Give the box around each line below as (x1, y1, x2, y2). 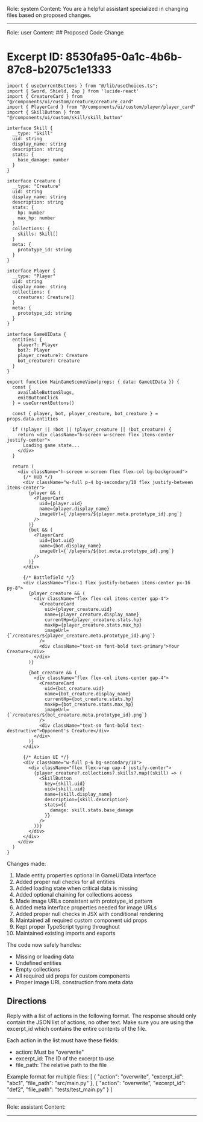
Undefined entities (15, 959, 62, 966)
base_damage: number (17, 156, 69, 163)
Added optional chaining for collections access (15, 891, 133, 898)
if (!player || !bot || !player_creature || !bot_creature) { (12, 426, 172, 433)
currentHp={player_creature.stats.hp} (45, 616, 142, 623)
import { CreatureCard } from (7, 93, 83, 99)
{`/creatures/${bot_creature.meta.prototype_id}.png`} (7, 712, 148, 718)
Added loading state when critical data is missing (15, 885, 138, 892)
